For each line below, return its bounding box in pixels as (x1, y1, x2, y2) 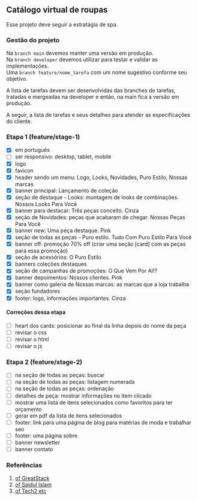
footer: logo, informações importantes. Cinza (14, 295, 126, 302)
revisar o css (14, 328, 47, 336)
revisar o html (14, 336, 49, 343)
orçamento (14, 405, 42, 413)
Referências (6, 461, 43, 469)
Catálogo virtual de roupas (6, 5, 108, 15)
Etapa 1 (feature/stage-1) (6, 133, 80, 141)
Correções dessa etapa (6, 308, 66, 316)
